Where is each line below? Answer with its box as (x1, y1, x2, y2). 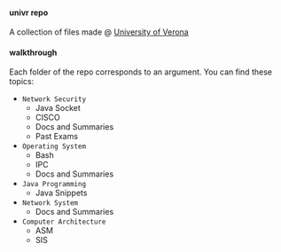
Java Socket (35, 103, 82, 114)
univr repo (9, 7, 49, 18)
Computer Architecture (21, 217, 106, 226)
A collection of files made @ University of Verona (9, 27, 189, 37)
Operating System (21, 142, 87, 151)
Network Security (21, 95, 87, 104)
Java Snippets (35, 187, 88, 199)
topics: (9, 76, 35, 87)
